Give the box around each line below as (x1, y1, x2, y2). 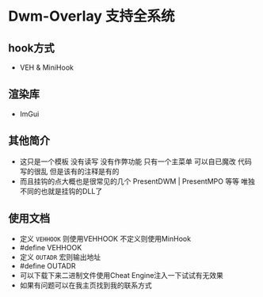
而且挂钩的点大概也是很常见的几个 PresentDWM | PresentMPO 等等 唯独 (19, 176, 256, 186)
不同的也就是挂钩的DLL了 (19, 186, 103, 196)
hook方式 (8, 41, 55, 55)
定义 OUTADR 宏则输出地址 (19, 253, 101, 262)
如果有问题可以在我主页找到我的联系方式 (19, 280, 152, 290)
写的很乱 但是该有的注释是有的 (19, 166, 120, 176)
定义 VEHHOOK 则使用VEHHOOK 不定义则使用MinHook (19, 234, 192, 244)
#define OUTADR (19, 261, 77, 271)
